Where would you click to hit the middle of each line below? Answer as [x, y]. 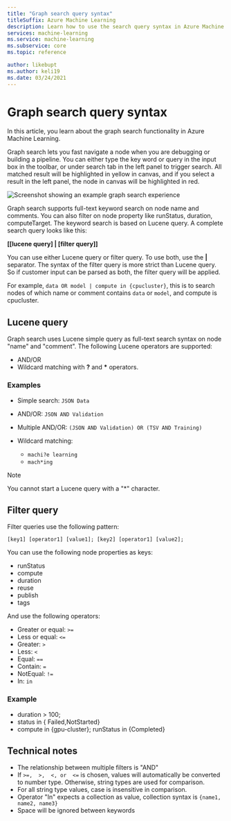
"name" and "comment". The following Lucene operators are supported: [110, 346]
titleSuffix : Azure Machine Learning [62, 20]
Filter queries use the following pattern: [63, 527]
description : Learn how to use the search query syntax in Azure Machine [116, 26]
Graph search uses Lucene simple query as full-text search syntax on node [114, 339]
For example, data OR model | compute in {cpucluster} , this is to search [111, 286]
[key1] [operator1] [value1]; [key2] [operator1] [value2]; [96, 540]
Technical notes [43, 751]
